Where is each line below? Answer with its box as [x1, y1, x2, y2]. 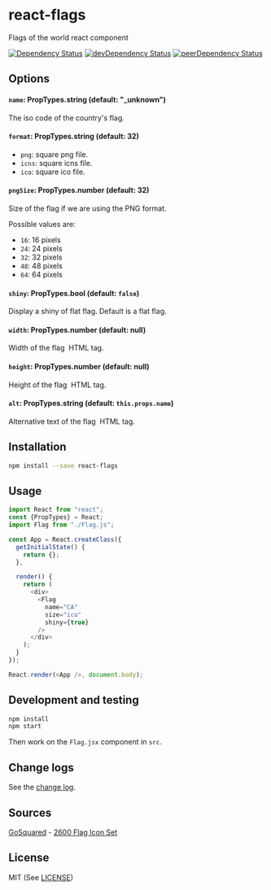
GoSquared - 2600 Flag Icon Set [8, 827, 118, 837]
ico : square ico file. [20, 167, 85, 177]
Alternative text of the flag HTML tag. [8, 417, 136, 426]
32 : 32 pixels [20, 252, 63, 262]
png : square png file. [20, 149, 89, 159]
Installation [8, 440, 67, 454]
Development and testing [8, 693, 140, 707]
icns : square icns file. [20, 158, 93, 168]
